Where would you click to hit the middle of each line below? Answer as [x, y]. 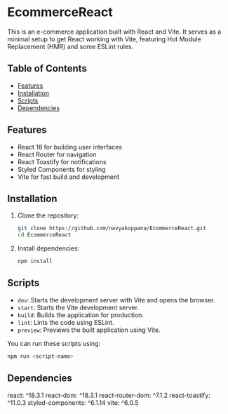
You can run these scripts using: [54, 343]
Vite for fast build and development [68, 177]
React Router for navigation [57, 154]
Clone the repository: [48, 215]
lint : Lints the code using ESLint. [66, 322]
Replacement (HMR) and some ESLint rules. [71, 46]
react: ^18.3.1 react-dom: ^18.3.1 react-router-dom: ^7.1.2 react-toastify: [109, 395]
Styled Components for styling [62, 169]
